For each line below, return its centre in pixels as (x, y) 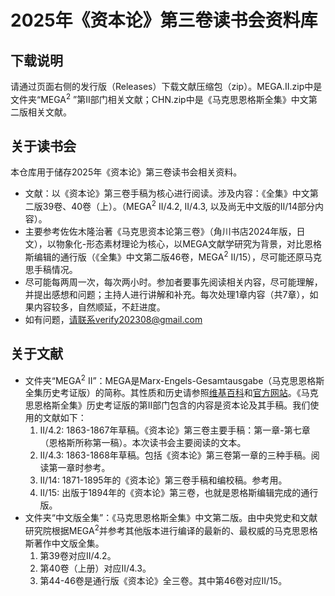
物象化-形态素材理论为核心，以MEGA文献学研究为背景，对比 (180, 244)
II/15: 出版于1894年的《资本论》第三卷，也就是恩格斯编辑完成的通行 (179, 493)
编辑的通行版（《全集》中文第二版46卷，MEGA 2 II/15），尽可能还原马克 (177, 256)
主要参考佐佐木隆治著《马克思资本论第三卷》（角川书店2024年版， (160, 232)
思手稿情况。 (51, 269)
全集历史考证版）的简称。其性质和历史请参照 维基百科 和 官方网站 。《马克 (171, 393)
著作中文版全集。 (69, 543)
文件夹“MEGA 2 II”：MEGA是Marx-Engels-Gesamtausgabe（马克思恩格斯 (174, 379)
